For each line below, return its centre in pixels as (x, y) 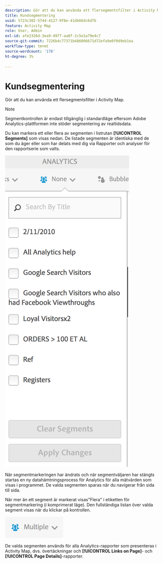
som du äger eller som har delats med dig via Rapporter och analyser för (78, 144)
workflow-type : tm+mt (27, 46)
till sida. (13, 490)
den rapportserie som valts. (33, 149)
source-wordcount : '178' (30, 51)
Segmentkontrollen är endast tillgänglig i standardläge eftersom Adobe (76, 119)
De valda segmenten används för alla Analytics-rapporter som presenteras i (81, 546)
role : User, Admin (24, 31)
